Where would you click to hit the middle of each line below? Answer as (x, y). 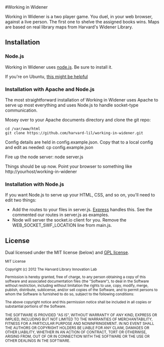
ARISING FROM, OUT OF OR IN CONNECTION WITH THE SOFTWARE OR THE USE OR (78, 337)
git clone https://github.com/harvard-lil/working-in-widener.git (74, 133)
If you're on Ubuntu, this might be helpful (47, 76)
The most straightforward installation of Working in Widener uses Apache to (82, 99)
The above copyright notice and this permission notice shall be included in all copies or (78, 302)
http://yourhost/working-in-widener (41, 172)
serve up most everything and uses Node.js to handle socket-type (72, 105)
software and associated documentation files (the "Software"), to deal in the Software (77, 281)
